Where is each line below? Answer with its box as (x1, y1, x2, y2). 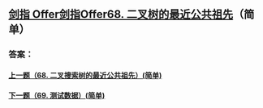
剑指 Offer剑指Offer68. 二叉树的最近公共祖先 (8, 7, 234, 22)
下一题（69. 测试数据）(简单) (8, 90, 106, 100)
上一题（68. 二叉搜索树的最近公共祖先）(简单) (8, 70, 162, 80)
